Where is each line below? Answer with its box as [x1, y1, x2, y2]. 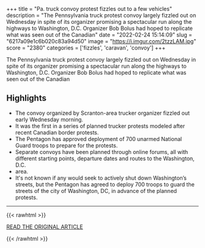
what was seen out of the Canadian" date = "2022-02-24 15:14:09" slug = [6, 31, 192, 38]
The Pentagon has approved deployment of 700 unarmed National [15, 135, 182, 142]
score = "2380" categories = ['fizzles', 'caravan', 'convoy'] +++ [6, 44, 166, 51]
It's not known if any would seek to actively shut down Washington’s [15, 174, 187, 181]
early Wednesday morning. [15, 115, 84, 123]
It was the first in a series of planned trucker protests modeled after [15, 122, 185, 129]
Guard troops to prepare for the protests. [15, 142, 118, 149]
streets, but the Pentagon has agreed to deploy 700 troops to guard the [15, 180, 195, 188]
